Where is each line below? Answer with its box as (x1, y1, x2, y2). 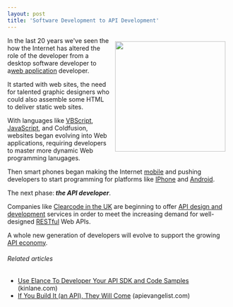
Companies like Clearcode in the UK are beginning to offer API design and (7, 202, 222, 210)
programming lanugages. (7, 153, 80, 162)
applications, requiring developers (7, 138, 107, 147)
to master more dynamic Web (7, 146, 93, 155)
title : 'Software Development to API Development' (7, 17, 160, 24)
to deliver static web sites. (7, 102, 83, 111)
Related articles (7, 255, 53, 263)
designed (7, 217, 35, 226)
